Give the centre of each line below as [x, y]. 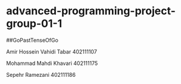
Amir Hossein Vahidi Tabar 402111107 [52, 51]
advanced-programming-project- [91, 11]
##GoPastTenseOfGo [32, 40]
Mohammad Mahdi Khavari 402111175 [52, 63]
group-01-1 [34, 24]
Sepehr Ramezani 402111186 [41, 74]
